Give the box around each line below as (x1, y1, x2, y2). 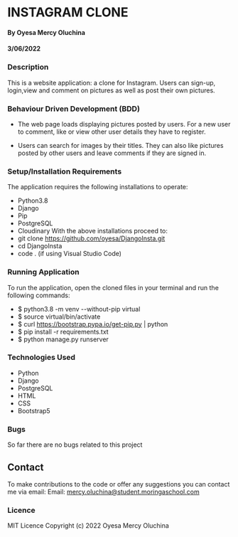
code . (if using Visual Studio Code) (17, 250, 122, 258)
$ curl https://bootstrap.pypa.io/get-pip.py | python (17, 319, 168, 328)
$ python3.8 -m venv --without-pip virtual (17, 304, 141, 313)
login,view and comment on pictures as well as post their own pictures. (7, 86, 215, 95)
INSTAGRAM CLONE (7, 4, 129, 21)
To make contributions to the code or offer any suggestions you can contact (7, 479, 230, 488)
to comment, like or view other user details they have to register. (17, 127, 206, 136)
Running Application (7, 267, 80, 277)
